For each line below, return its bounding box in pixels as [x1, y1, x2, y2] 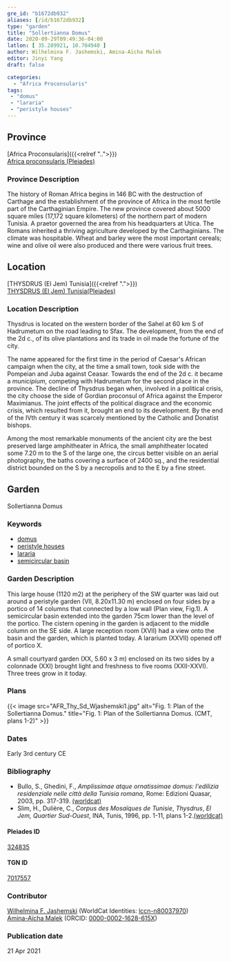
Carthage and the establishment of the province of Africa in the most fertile [7, 197, 221, 206]
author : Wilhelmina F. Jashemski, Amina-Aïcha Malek [7, 49, 162, 56]
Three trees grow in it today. [7, 669, 88, 677]
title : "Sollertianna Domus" [7, 29, 91, 37]
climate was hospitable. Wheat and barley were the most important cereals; [7, 234, 222, 242]
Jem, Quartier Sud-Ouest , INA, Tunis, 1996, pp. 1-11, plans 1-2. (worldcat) [17, 812, 223, 820]
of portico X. [7, 641, 43, 649]
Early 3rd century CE [7, 750, 67, 758]
